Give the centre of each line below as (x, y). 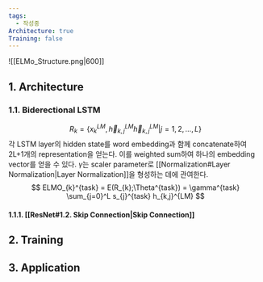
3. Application (44, 267)
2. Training (36, 240)
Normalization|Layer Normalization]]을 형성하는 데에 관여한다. (109, 175)
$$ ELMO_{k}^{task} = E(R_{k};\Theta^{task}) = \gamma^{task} (136, 187)
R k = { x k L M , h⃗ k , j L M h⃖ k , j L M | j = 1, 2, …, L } (136, 129)
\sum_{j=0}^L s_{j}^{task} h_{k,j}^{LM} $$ (136, 196)
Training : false (35, 38)
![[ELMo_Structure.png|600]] (56, 61)
